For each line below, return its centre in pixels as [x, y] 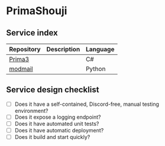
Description [63, 49]
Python [96, 69]
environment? [31, 111]
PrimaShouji [37, 11]
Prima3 [19, 59]
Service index [32, 33]
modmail [21, 69]
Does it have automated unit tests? [57, 124]
